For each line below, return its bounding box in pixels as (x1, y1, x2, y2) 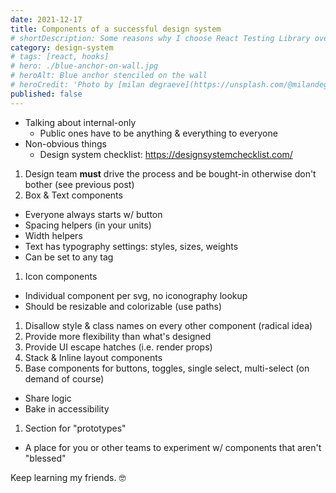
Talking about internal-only (24, 116, 137, 128)
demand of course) (24, 372, 105, 385)
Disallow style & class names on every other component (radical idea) (24, 319, 313, 331)
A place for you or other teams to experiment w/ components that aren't (24, 441, 322, 453)
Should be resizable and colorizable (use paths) (24, 300, 223, 312)
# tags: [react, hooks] (10, 52, 110, 62)
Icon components (24, 270, 98, 282)
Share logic (24, 392, 72, 404)
